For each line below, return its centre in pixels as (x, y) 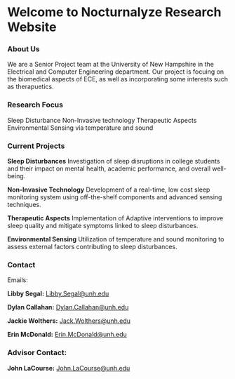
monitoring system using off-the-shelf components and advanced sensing (115, 197)
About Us (23, 49)
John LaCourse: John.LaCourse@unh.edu (69, 368)
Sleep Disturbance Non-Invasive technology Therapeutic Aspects (102, 120)
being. (16, 176)
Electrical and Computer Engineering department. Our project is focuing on (116, 72)
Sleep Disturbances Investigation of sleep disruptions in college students (114, 161)
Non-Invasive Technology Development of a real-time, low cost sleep (109, 189)
